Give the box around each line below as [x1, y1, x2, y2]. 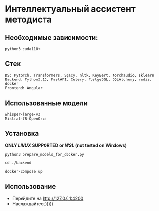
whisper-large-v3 [5, 112, 41, 117]
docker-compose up [5, 169, 43, 174]
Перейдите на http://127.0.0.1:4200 [12, 195, 84, 202]
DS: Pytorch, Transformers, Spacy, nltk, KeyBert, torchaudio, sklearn [5, 73, 154, 78]
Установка [5, 130, 39, 138]
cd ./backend [5, 160, 32, 165]
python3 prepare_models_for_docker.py [5, 152, 84, 157]
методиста [5, 14, 52, 25]
